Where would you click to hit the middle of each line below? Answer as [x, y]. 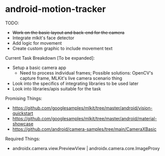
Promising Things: [24, 98]
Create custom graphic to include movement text [62, 48]
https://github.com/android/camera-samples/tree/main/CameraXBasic [84, 129]
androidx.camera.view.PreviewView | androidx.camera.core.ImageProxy [86, 148]
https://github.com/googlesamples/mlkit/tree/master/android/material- [84, 118]
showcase [23, 124]
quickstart [23, 113]
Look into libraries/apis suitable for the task [57, 88]
